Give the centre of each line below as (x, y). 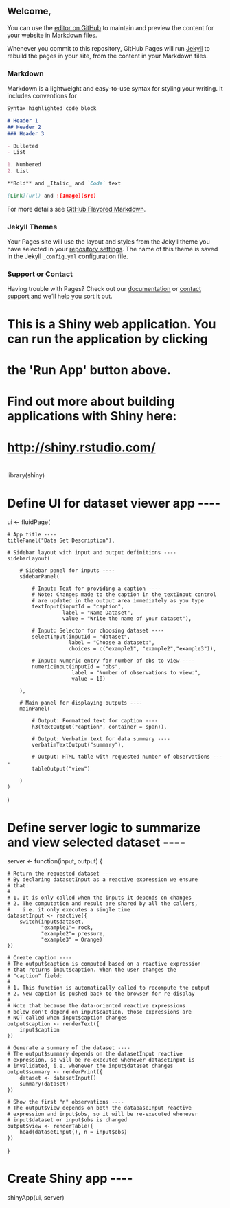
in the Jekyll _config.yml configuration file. (68, 256)
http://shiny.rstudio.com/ (81, 447)
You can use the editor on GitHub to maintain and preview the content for (111, 27)
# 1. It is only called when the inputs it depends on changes (100, 898)
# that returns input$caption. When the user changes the (92, 970)
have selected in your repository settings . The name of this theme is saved (113, 249)
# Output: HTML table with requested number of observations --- (127, 757)
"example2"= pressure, (73, 934)
